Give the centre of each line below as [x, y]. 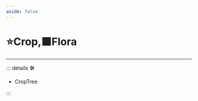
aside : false [22, 11]
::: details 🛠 [21, 68]
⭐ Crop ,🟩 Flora [42, 41]
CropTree [26, 81]
